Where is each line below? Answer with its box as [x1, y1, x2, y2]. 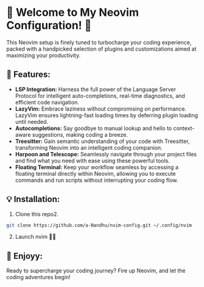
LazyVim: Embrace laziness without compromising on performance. [15, 105, 187, 112]
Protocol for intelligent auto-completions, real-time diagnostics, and [15, 92, 186, 100]
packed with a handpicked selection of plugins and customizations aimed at [6, 45, 197, 53]
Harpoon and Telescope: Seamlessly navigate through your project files [15, 150, 197, 158]
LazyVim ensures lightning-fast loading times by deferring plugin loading [15, 111, 199, 118]
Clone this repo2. [15, 210, 59, 217]
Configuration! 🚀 [6, 18, 92, 32]
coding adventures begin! [6, 274, 71, 281]
